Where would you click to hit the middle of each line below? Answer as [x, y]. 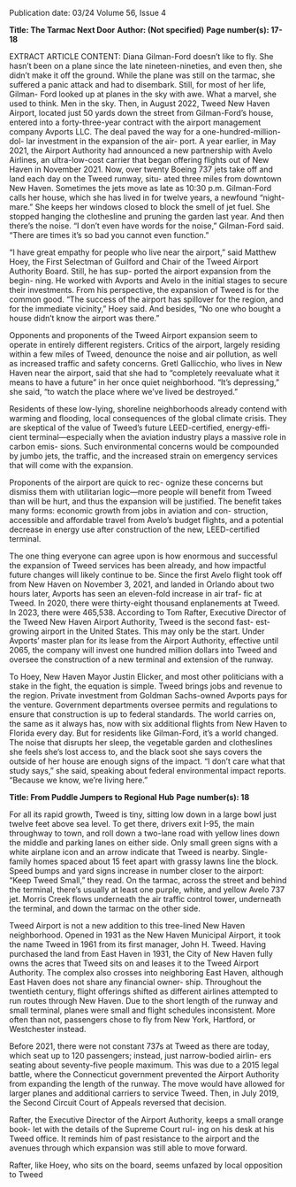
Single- [255, 852]
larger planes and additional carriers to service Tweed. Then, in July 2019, [144, 1093]
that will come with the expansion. [71, 465]
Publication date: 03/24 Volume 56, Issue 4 [87, 13]
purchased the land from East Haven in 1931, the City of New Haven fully [141, 954]
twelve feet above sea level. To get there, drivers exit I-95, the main [132, 824]
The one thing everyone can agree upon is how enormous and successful [144, 556]
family [20, 861]
